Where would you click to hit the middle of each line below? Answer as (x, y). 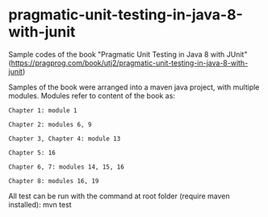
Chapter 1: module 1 (43, 111)
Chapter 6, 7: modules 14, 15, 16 (67, 167)
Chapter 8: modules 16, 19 (54, 181)
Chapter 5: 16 (32, 152)
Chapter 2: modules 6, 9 (50, 124)
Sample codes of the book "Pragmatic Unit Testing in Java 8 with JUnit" (128, 54)
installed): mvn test (40, 204)
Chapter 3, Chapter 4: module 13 (65, 139)
